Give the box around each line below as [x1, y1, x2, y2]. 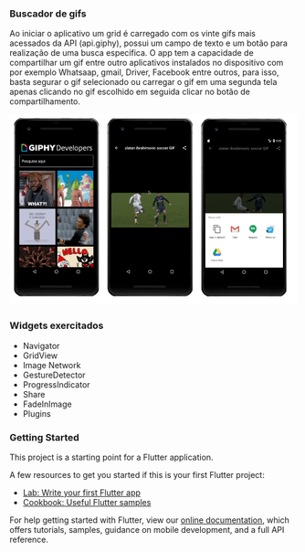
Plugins [22, 408, 52, 419]
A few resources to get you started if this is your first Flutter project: [9, 470, 265, 481]
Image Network [22, 359, 81, 370]
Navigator [22, 340, 60, 351]
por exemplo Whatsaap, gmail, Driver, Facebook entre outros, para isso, [9, 67, 279, 78]
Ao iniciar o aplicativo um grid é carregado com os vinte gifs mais [9, 28, 256, 39]
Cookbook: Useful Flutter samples [22, 497, 152, 508]
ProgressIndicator [22, 378, 90, 390]
